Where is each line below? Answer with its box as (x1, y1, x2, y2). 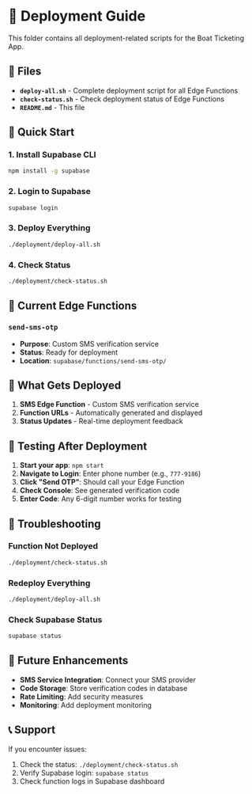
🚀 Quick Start (8, 126, 75, 139)
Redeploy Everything (8, 577, 91, 588)
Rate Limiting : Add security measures (19, 692, 144, 701)
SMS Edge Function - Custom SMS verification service (19, 400, 199, 409)
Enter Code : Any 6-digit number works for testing (19, 494, 182, 503)
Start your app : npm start (19, 461, 104, 470)
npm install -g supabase (8, 167, 90, 175)
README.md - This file (19, 102, 85, 112)
